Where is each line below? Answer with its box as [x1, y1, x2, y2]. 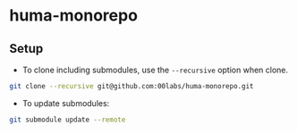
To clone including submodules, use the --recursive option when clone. [21, 64, 289, 75]
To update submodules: [21, 97, 110, 108]
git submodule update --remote [9, 115, 126, 124]
